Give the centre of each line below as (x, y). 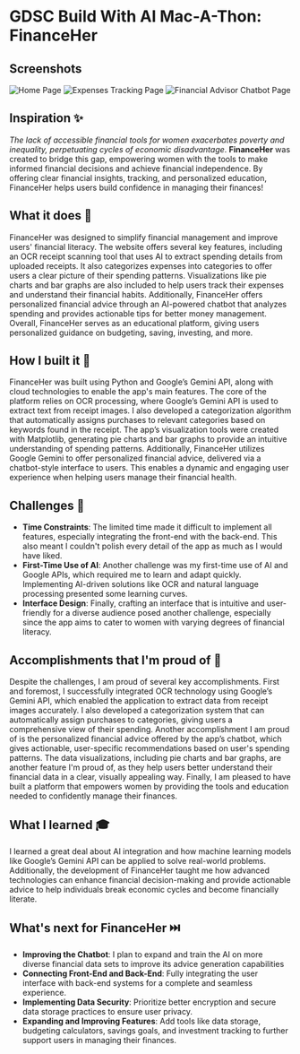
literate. (23, 899)
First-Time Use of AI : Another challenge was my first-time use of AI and (155, 566)
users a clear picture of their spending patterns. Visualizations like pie (138, 275)
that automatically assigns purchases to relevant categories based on (137, 420)
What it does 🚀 (51, 216)
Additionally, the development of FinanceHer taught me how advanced (140, 870)
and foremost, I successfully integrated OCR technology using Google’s (141, 691)
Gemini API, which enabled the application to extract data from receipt (139, 701)
